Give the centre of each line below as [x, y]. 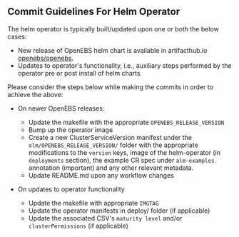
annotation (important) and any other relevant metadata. [111, 168]
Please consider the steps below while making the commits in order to [111, 87]
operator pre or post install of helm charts [79, 73]
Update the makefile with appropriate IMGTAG [93, 203]
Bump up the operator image [71, 130]
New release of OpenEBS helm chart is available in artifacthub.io [112, 50]
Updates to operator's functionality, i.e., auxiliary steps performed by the [124, 65]
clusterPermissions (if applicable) [78, 226]
